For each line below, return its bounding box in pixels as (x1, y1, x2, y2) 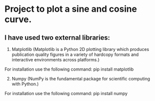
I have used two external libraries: (4, 33, 111, 42)
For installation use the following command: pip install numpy (4, 91, 128, 96)
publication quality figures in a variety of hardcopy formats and (11, 51, 139, 57)
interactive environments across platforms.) (11, 57, 100, 62)
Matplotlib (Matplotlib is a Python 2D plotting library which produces (11, 47, 150, 52)
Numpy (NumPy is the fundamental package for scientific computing (11, 76, 150, 81)
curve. (4, 14, 32, 25)
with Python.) (11, 81, 39, 87)
